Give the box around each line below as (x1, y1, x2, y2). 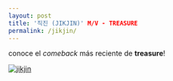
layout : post (8, 11, 52, 20)
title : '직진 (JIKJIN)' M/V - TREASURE (8, 19, 139, 27)
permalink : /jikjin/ (8, 26, 78, 34)
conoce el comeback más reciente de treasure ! (8, 49, 166, 59)
